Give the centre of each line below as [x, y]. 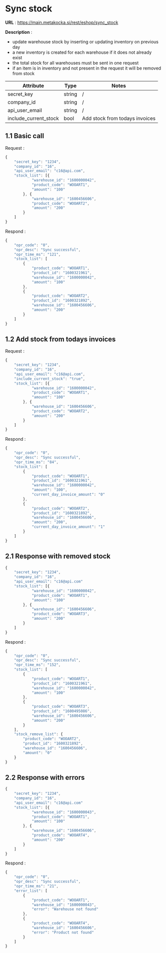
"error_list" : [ [31, 891]
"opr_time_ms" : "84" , [36, 462]
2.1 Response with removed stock [58, 556]
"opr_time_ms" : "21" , [36, 886]
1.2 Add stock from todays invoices [60, 339]
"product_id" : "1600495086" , [62, 711]
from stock [23, 73]
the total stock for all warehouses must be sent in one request [75, 63]
